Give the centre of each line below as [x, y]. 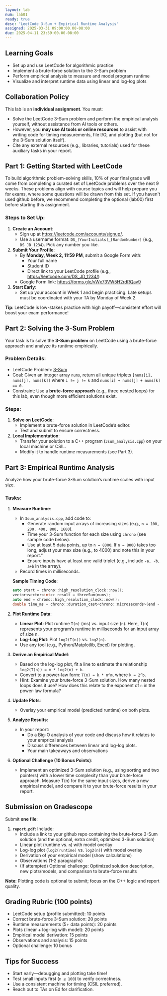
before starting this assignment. [38, 205]
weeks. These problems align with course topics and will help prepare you [81, 189]
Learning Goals [29, 53]
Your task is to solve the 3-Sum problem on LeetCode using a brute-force [81, 340]
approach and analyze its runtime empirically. [52, 346]
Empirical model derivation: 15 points [50, 935]
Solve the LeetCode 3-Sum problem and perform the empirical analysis [85, 118]
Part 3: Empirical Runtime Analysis [60, 468]
